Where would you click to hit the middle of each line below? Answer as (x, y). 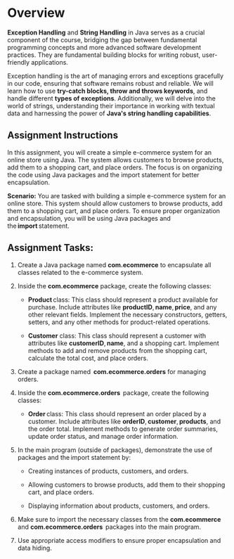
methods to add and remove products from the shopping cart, (117, 350)
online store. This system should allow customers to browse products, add (115, 203)
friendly (19, 62)
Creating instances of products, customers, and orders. (108, 471)
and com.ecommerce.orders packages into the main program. (109, 527)
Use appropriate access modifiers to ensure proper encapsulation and (119, 540)
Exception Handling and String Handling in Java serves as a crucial (106, 32)
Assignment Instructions (63, 135)
